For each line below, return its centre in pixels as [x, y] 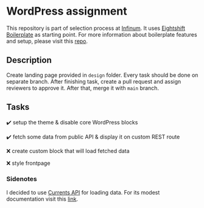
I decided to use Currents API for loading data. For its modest [83, 192]
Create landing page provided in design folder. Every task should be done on [102, 75]
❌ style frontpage [28, 163]
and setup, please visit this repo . [47, 41]
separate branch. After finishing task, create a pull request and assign [94, 81]
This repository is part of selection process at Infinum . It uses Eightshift [96, 28]
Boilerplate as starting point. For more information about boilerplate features [102, 34]
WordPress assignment [67, 11]
